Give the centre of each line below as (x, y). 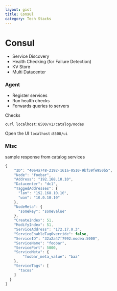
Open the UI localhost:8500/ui (36, 134)
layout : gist (18, 10)
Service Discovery (31, 56)
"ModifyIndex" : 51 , (34, 225)
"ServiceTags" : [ (32, 266)
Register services (30, 95)
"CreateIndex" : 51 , (34, 221)
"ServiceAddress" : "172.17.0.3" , (48, 230)
